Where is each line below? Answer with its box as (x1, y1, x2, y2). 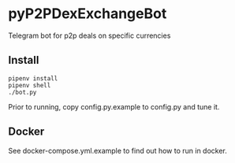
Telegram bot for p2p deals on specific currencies (8, 31, 171, 40)
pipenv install (8, 74, 58, 83)
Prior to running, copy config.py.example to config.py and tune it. (8, 102, 220, 111)
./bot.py (8, 88, 37, 96)
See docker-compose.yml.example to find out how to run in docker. (8, 146, 227, 155)
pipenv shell (8, 81, 51, 89)
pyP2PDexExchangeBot (8, 5, 167, 23)
